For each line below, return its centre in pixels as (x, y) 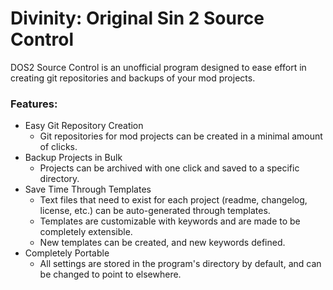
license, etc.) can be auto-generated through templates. (155, 211)
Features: (34, 104)
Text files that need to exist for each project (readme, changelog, (173, 200)
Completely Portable (67, 253)
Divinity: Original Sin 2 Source (137, 18)
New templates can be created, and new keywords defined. (162, 243)
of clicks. (58, 147)
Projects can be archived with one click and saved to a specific (169, 168)
